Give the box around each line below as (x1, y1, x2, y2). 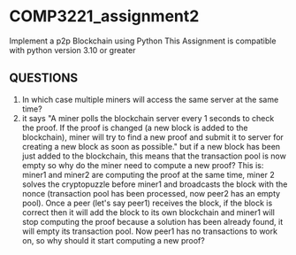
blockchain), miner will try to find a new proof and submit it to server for (21, 131, 285, 143)
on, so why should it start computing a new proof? (21, 235, 205, 245)
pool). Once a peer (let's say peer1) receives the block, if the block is (21, 197, 273, 208)
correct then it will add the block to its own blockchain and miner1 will (21, 206, 276, 218)
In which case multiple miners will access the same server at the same (21, 94, 279, 104)
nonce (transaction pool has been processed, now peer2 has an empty (21, 188, 281, 198)
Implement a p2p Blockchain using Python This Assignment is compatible (9, 35, 277, 46)
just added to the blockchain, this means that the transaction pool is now (21, 151, 287, 161)
